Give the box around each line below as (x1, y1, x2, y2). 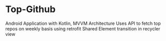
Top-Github (5, 4, 56, 15)
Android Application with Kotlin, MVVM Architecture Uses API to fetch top (5, 20, 161, 26)
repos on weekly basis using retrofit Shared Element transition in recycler (5, 25, 160, 31)
